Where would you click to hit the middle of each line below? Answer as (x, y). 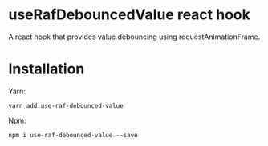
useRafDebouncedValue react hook (129, 15)
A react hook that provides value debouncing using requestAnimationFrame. (134, 37)
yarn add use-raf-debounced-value (66, 105)
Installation (47, 69)
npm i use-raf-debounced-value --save (73, 135)
